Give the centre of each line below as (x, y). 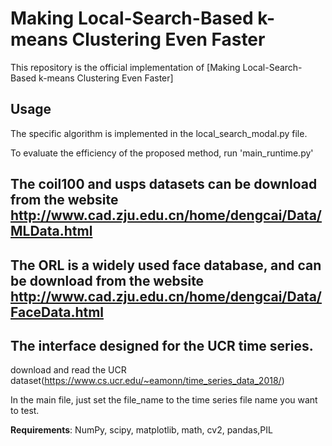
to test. (25, 411)
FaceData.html (57, 312)
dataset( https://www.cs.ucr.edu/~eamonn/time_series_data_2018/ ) (147, 381)
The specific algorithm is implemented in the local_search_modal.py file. (159, 133)
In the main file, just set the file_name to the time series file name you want (164, 400)
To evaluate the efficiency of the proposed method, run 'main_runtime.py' (162, 153)
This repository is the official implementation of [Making (125, 67)
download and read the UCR (68, 370)
